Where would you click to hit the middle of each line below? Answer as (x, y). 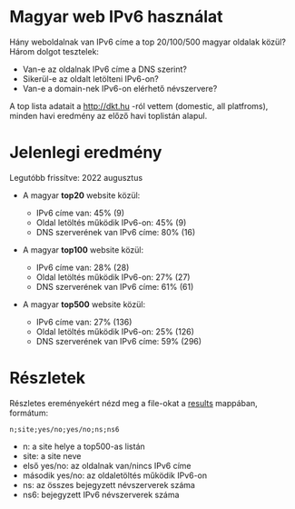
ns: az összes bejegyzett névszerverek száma (108, 484)
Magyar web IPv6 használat (117, 17)
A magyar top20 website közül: (81, 195)
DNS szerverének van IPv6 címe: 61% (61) (115, 286)
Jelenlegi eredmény (86, 153)
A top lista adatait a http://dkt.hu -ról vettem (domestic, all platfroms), (139, 105)
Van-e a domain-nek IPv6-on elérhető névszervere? (120, 88)
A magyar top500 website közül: (84, 304)
